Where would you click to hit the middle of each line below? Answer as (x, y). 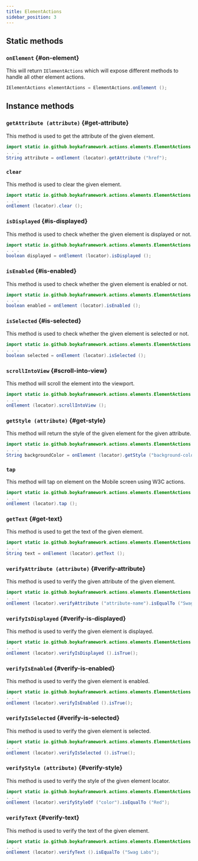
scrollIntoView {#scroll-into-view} (57, 371)
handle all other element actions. (46, 77)
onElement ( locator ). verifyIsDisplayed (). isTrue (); (72, 653)
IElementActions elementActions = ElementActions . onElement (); (87, 88)
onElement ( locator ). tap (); (42, 503)
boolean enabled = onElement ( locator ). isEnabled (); (74, 306)
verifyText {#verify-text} (43, 818)
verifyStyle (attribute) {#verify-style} (64, 768)
